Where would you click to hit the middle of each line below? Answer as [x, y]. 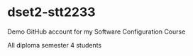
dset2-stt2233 [51, 12]
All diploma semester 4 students [55, 45]
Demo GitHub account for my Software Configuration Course [96, 31]
